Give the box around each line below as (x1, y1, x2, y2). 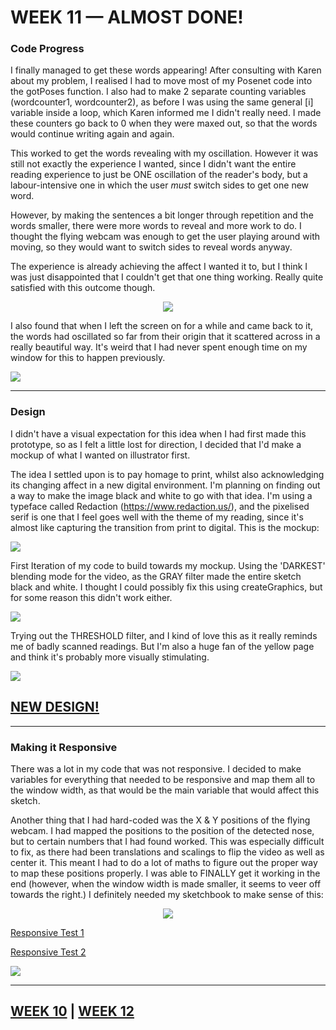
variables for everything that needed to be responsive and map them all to (10, 773, 316, 785)
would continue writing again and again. (10, 128, 175, 140)
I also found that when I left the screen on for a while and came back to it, (10, 320, 313, 332)
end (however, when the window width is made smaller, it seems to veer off (10, 877, 322, 890)
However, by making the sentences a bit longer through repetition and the (10, 209, 314, 221)
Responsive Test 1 (10, 926, 85, 938)
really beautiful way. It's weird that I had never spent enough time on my (10, 341, 308, 353)
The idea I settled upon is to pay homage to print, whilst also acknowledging (10, 468, 325, 480)
